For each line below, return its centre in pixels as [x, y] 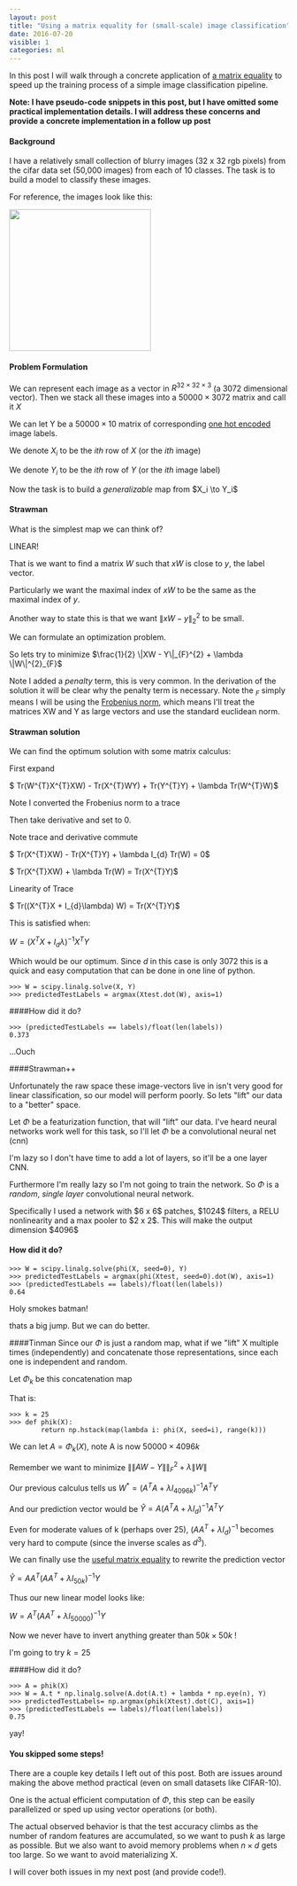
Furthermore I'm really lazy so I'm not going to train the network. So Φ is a [145, 1184]
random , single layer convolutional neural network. [102, 1194]
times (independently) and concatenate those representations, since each [144, 1352]
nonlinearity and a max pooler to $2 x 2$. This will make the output [131, 1220]
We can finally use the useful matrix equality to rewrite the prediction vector [147, 1560]
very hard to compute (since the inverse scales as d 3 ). [108, 1541]
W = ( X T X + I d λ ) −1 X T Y [49, 942]
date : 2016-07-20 [41, 34]
